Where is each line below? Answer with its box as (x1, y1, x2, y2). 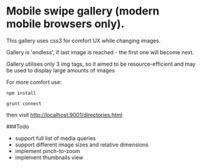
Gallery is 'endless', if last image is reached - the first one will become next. (6, 48, 194, 55)
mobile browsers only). (6, 17, 125, 31)
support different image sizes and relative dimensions (14, 140, 149, 148)
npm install (6, 90, 36, 96)
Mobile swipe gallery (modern (6, 4, 160, 18)
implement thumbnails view (14, 154, 83, 161)
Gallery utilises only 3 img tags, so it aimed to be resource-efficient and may (6, 60, 196, 68)
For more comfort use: (6, 78, 62, 86)
